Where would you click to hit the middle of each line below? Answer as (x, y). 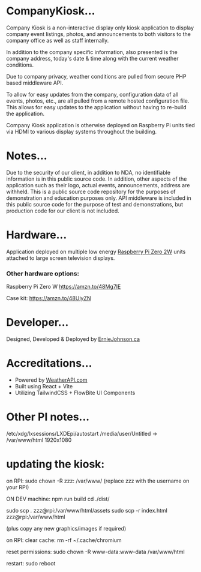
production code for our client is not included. (63, 211)
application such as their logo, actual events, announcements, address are (98, 185)
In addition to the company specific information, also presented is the (92, 52)
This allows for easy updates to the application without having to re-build (97, 107)
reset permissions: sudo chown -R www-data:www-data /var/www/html (95, 552)
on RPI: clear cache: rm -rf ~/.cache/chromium (64, 540)
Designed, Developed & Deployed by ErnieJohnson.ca (73, 339)
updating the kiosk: (55, 464)
